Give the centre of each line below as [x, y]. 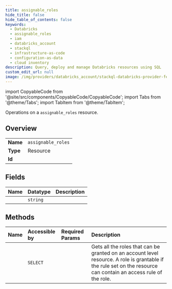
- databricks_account [33, 44]
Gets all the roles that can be [126, 247]
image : [12, 77]
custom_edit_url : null [29, 72]
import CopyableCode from [34, 91]
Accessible [41, 232]
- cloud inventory [30, 63]
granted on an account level [125, 253]
